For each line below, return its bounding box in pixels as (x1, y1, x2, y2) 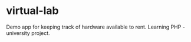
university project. (6, 29, 50, 36)
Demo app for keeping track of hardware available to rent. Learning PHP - (6, 23, 186, 30)
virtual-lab (6, 4, 59, 17)
